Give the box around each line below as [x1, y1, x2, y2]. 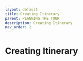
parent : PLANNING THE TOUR [5, 16, 60, 21]
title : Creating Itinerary [5, 12, 60, 16]
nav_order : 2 [5, 25, 32, 30]
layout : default [5, 7, 38, 12]
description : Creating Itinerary [5, 20, 73, 25]
